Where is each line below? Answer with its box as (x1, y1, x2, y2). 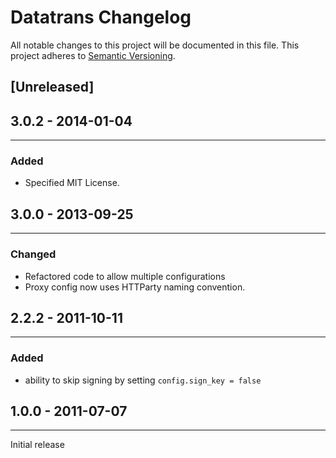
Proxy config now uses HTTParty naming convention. (24, 281, 246, 293)
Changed (10, 247, 57, 261)
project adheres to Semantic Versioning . (10, 49, 176, 61)
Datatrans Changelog (10, 6, 192, 29)
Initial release (10, 439, 65, 451)
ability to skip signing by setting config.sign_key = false (24, 374, 262, 386)
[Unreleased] (10, 79, 95, 96)
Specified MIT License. (24, 177, 120, 189)
